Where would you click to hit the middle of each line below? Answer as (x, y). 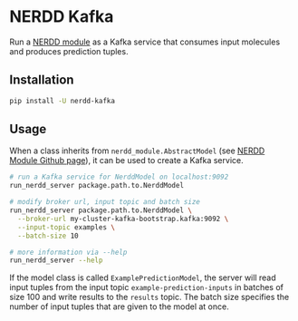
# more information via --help (68, 252)
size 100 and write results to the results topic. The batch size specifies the (149, 297)
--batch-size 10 (48, 236)
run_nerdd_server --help (56, 260)
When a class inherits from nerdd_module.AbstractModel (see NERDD (137, 151)
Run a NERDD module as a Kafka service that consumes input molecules (145, 42)
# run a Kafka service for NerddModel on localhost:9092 (119, 177)
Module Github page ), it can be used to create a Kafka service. (126, 160)
